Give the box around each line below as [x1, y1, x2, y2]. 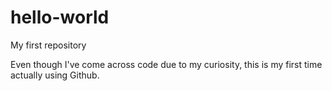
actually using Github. [10, 69, 100, 81]
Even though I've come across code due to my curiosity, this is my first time [10, 58, 323, 70]
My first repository [10, 39, 87, 51]
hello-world [10, 6, 110, 29]
